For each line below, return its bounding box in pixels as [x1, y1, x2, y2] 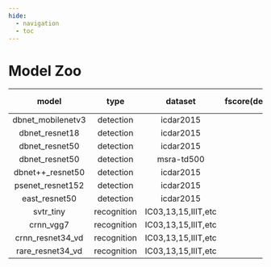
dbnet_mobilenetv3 [12, 115, 86, 126]
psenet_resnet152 [14, 180, 85, 191]
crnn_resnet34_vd [15, 232, 84, 244]
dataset [165, 96, 196, 107]
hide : [8, 11, 27, 20]
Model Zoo [8, 61, 82, 80]
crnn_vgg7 [29, 219, 70, 231]
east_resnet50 [21, 193, 77, 204]
